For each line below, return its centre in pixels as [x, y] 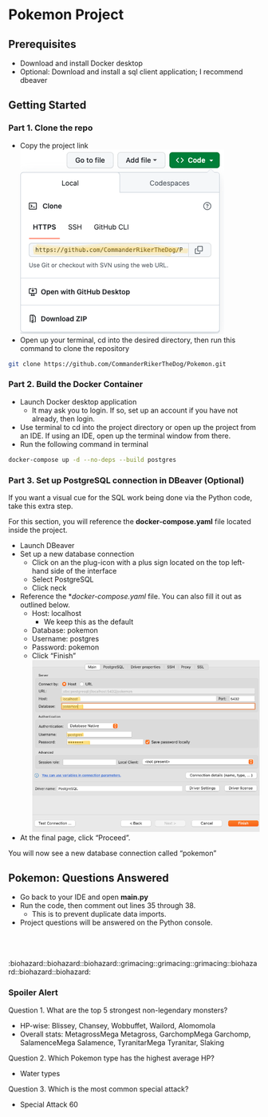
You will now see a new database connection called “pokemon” [112, 853]
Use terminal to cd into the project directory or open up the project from [138, 427]
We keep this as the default [89, 622]
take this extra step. [41, 506]
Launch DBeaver [47, 546]
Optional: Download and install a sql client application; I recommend [131, 72]
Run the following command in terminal [84, 444]
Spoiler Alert [33, 993]
